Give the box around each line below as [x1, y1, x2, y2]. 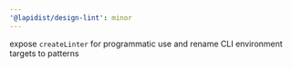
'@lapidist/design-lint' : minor [9, 13, 132, 23]
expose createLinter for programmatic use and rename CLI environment [9, 38, 283, 49]
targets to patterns [9, 47, 79, 59]
